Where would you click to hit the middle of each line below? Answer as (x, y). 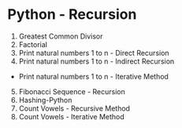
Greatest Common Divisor (61, 36)
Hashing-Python (45, 100)
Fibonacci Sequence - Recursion (72, 91)
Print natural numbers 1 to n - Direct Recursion (94, 53)
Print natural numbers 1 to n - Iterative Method (93, 76)
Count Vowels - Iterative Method (72, 116)
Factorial (33, 44)
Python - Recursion (72, 15)
